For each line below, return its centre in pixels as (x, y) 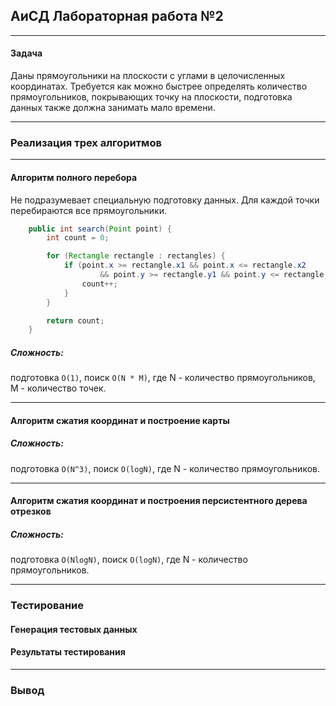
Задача (26, 53)
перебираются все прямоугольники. (88, 210)
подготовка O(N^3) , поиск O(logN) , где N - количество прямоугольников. (165, 468)
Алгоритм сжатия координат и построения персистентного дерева (159, 501)
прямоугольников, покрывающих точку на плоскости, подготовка (151, 97)
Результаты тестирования (68, 652)
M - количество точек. (58, 388)
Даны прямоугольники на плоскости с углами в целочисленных (148, 76)
